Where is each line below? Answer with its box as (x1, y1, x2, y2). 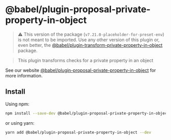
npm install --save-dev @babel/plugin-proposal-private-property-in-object (5, 110, 169, 116)
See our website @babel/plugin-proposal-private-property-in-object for (5, 67, 156, 73)
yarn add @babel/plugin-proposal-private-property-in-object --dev (5, 130, 152, 135)
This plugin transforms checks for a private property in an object (17, 57, 154, 63)
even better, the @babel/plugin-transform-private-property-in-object (17, 42, 163, 48)
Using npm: (5, 101, 30, 107)
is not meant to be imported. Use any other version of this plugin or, (17, 37, 160, 43)
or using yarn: (5, 120, 35, 126)
